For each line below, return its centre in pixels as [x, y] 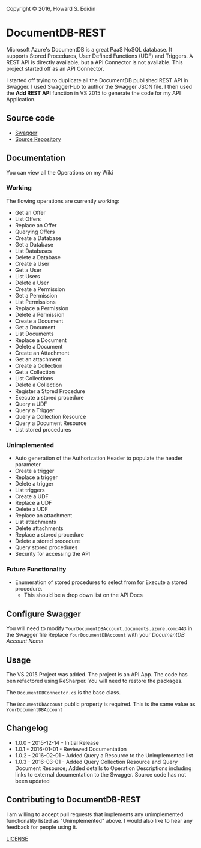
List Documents [34, 334]
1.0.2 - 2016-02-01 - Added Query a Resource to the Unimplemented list [104, 755]
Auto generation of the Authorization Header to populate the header [99, 458]
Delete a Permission [40, 314]
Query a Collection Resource [50, 416]
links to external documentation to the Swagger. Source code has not [100, 774]
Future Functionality [36, 570]
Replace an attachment [43, 516]
